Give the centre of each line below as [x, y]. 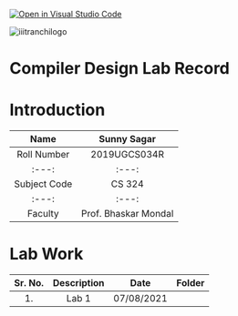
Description [78, 283]
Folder [191, 283]
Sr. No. [29, 283]
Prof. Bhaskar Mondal [127, 214]
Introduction [57, 110]
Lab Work [47, 254]
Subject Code [43, 184]
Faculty [43, 214]
